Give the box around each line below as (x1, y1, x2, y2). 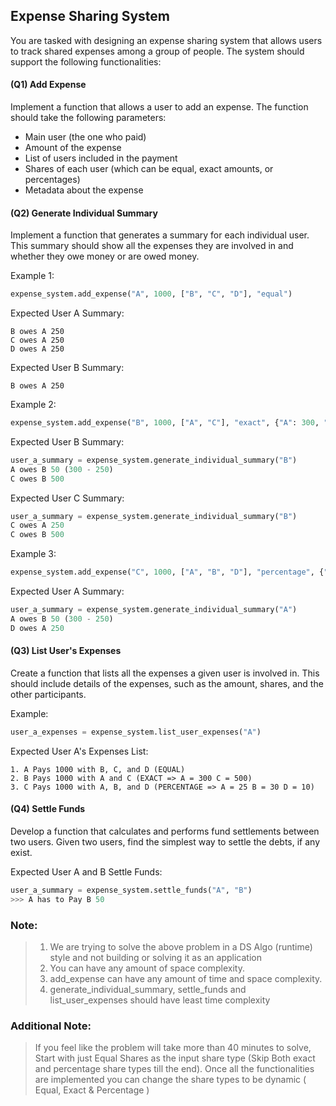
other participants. (10, 688, 87, 700)
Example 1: (10, 270, 55, 282)
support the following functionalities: (10, 55, 162, 68)
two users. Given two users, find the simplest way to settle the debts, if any (10, 836, 321, 848)
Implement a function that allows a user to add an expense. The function (10, 101, 309, 113)
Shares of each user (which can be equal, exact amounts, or (24, 163, 274, 175)
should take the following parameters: (10, 112, 167, 124)
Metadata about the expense (24, 184, 144, 196)
